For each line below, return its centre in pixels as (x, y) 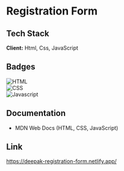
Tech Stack (28, 34)
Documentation (36, 113)
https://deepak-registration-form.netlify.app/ (62, 161)
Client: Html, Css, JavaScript (42, 48)
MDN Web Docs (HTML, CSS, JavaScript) (67, 127)
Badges (21, 67)
